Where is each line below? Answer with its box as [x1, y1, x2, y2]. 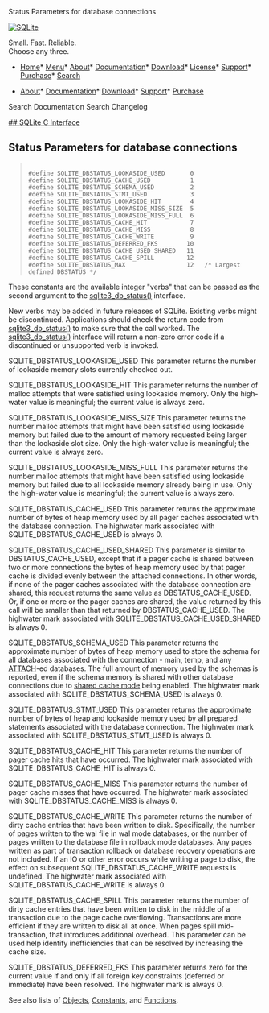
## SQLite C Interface [8, 118, 80, 127]
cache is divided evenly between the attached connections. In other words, [8, 571, 258, 581]
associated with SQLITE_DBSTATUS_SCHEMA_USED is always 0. [8, 688, 223, 699]
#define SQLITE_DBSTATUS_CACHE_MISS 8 [27, 225, 194, 234]
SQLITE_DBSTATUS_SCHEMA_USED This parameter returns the [8, 638, 219, 647]
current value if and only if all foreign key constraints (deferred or [8, 970, 225, 981]
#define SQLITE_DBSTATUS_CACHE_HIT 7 [27, 218, 194, 226]
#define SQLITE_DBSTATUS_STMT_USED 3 [27, 190, 194, 198]
